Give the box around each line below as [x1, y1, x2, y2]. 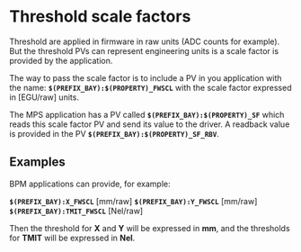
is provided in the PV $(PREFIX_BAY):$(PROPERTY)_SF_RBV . [9, 128, 220, 139]
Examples [9, 155, 66, 170]
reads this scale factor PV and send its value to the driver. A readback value [9, 119, 290, 130]
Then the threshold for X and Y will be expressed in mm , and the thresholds [9, 222, 290, 233]
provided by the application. [9, 55, 113, 66]
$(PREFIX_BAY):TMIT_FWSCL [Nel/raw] [9, 205, 144, 216]
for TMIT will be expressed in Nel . [9, 232, 136, 243]
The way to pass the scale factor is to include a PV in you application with [9, 72, 282, 83]
